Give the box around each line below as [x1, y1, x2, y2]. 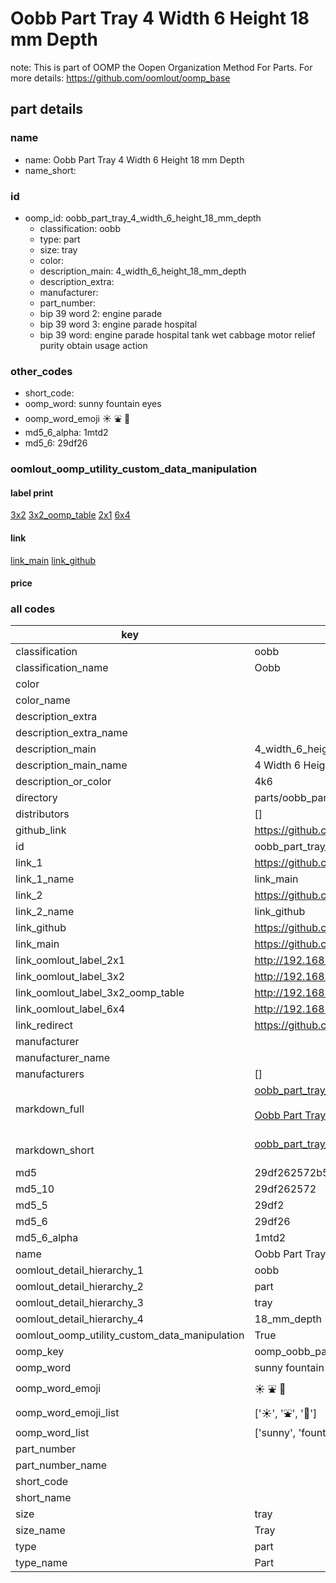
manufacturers [15, 1067, 85, 1081]
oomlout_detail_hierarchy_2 [15, 1280, 144, 1294]
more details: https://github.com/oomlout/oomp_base [10, 72, 231, 84]
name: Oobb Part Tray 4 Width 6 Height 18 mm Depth [24, 153, 245, 166]
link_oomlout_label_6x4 [15, 1002, 126, 1016]
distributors [15, 807, 70, 821]
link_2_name [15, 905, 75, 919]
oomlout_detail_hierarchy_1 [15, 1263, 144, 1277]
